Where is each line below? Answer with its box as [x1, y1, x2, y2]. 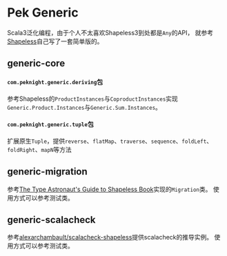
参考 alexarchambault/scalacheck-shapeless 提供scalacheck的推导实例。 [7, 233, 213, 242]
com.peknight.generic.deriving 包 [7, 77, 103, 86]
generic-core [7, 57, 66, 70]
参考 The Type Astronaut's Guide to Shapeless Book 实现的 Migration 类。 [7, 185, 212, 193]
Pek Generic [7, 5, 79, 21]
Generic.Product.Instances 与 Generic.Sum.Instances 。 [7, 103, 162, 111]
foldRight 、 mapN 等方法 [7, 145, 72, 153]
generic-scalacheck [7, 214, 96, 226]
